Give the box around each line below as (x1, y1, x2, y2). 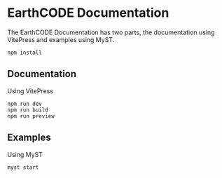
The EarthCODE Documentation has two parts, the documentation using (7, 28, 215, 36)
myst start (7, 163, 39, 171)
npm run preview (7, 112, 55, 120)
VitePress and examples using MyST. (7, 35, 115, 43)
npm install (7, 49, 42, 56)
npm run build (7, 107, 49, 114)
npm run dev (7, 100, 42, 107)
